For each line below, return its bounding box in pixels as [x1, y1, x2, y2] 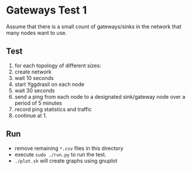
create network [14, 68, 52, 75]
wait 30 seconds [14, 86, 55, 94]
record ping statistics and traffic [14, 105, 92, 112]
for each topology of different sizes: [14, 62, 101, 69]
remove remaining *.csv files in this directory [14, 145, 124, 152]
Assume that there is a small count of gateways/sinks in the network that [6, 23, 182, 30]
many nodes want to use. [6, 29, 67, 36]
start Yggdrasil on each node [14, 81, 85, 88]
